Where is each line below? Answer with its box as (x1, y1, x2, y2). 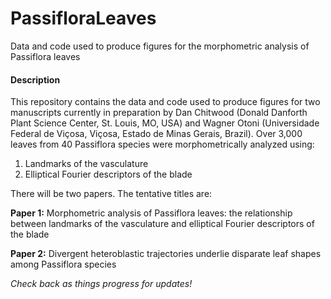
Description (10, 73, 61, 86)
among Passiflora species (10, 258, 117, 271)
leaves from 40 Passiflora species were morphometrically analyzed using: (10, 138, 315, 151)
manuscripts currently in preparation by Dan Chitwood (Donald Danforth (10, 107, 308, 119)
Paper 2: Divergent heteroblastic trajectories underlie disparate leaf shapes (10, 248, 322, 260)
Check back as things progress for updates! (10, 278, 193, 290)
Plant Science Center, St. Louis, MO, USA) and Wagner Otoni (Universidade (10, 117, 320, 129)
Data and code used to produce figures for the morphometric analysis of (10, 40, 310, 52)
